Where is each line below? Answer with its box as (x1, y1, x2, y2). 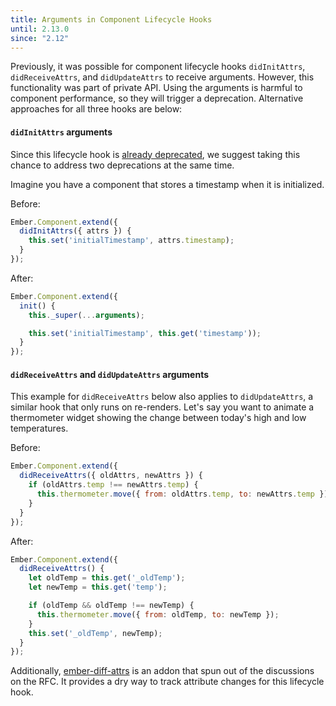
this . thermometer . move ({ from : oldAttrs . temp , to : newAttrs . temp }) (36, 489, 329, 500)
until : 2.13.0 (10, 24, 70, 34)
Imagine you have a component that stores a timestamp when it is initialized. (10, 178, 325, 190)
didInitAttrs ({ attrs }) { (19, 226, 132, 236)
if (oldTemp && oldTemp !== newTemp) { (28, 601, 195, 611)
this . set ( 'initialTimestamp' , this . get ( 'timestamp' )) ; (28, 328, 262, 338)
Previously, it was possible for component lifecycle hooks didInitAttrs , (10, 61, 306, 73)
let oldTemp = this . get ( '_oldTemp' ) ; (28, 573, 186, 583)
